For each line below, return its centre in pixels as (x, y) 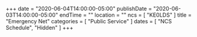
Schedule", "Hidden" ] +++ (40, 27)
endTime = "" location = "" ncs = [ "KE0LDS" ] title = (126, 15)
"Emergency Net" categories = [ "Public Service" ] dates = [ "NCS (89, 21)
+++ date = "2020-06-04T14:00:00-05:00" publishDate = (79, 9)
